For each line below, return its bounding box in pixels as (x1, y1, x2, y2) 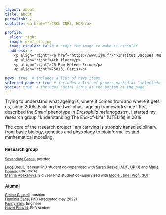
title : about (5, 12, 32, 17)
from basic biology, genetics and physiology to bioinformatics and (5, 129, 140, 135)
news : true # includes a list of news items (5, 76, 100, 81)
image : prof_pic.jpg (9, 39, 52, 44)
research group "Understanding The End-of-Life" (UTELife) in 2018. (5, 114, 143, 120)
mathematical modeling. (5, 134, 54, 140)
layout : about (5, 7, 35, 12)
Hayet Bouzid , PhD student (5, 206, 51, 211)
